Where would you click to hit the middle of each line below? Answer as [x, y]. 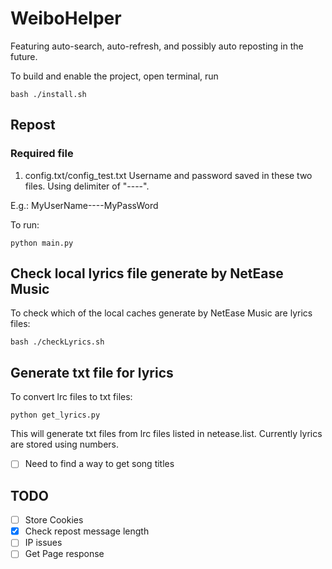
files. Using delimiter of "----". [87, 186]
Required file [42, 154]
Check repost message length [87, 531]
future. [24, 56]
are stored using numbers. [65, 444]
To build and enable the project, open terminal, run [114, 76]
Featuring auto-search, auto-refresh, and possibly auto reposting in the [157, 46]
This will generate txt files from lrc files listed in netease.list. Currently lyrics [166, 434]
